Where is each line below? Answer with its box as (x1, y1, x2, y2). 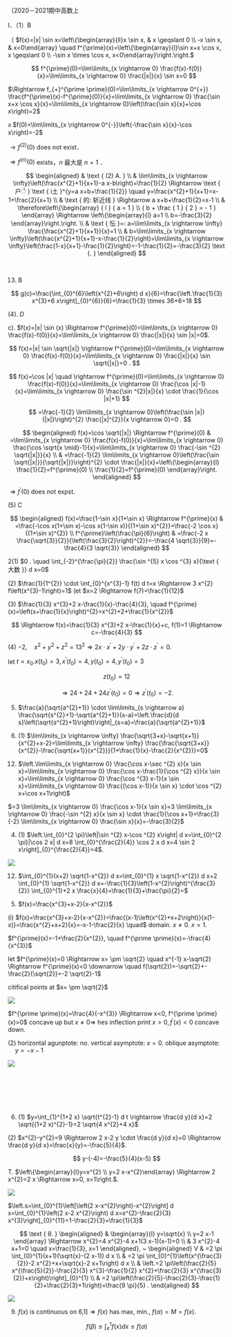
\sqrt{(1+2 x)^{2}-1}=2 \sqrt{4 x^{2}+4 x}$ (17, 1120, 139, 1128)
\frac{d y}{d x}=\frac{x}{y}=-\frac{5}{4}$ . (8, 1140, 127, 1149)
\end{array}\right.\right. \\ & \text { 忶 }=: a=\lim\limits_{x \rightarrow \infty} (10, 219, 223, 228)
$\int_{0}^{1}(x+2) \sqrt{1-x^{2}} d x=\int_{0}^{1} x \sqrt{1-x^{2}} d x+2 (17, 872, 217, 880)
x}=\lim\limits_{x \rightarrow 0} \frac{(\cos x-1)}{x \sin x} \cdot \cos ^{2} (17, 782, 222, 790)
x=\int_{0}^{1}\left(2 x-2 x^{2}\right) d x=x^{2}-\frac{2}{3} (8, 1208, 171, 1217)
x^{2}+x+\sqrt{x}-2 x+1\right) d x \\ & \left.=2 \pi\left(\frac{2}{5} (36, 1259, 217, 1267)
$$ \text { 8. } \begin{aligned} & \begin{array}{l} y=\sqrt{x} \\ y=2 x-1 (19, 1229, 215, 1238)
